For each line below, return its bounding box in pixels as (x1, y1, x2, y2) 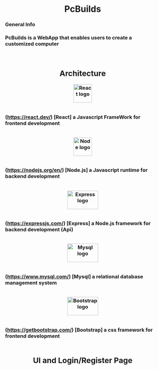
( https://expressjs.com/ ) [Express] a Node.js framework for (5, 220, 151, 227)
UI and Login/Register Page (32, 355, 133, 365)
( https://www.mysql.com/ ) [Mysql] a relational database (5, 273, 144, 280)
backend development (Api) (5, 226, 74, 233)
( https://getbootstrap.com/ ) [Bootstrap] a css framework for (5, 326, 153, 333)
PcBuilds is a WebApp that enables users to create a (5, 34, 132, 41)
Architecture (59, 68, 106, 78)
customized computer (5, 40, 59, 47)
